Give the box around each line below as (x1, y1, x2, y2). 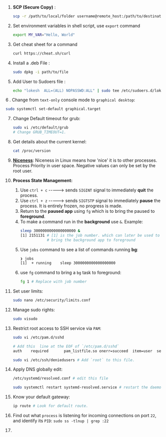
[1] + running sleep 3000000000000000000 (20, 260, 116, 266)
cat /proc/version (12, 148, 51, 153)
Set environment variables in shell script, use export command (12, 22, 140, 29)
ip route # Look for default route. (12, 404, 88, 409)
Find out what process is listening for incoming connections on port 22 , (12, 413, 157, 418)
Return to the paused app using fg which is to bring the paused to (20, 208, 155, 214)
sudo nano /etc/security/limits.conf (12, 298, 91, 303)
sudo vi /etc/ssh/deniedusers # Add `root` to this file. (12, 357, 135, 363)
